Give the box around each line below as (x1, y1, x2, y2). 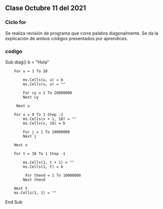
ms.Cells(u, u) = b (23, 77, 64, 82)
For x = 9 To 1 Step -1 (14, 112, 64, 117)
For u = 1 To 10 (14, 69, 48, 73)
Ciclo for (5, 19, 26, 26)
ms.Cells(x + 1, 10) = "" (23, 116, 77, 121)
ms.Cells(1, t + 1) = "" (23, 160, 75, 165)
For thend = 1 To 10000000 (25, 173, 81, 178)
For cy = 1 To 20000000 (23, 90, 72, 95)
